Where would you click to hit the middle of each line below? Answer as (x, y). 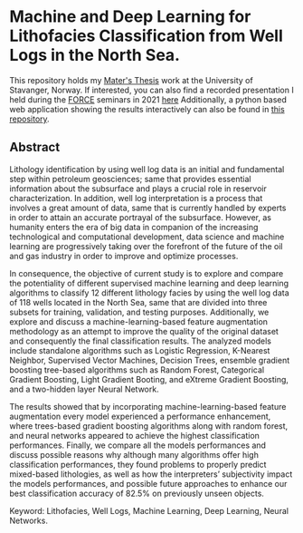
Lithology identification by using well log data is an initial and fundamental (147, 169)
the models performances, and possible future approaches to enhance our (148, 483)
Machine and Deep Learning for (130, 17)
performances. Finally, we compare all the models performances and (138, 445)
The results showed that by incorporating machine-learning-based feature (148, 406)
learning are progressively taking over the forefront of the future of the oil (146, 246)
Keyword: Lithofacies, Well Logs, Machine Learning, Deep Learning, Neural (149, 510)
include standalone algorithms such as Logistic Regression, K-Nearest (140, 350)
